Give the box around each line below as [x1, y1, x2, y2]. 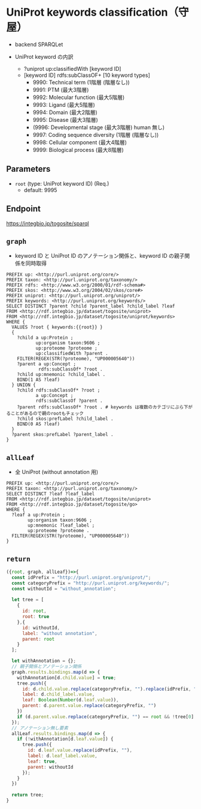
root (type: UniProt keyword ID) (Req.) [14, 180, 109, 187]
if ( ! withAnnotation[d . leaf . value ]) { [17, 736, 114, 742]
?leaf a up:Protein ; [11, 512, 66, 518]
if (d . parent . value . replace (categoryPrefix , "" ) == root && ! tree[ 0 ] [17, 714, 194, 720]
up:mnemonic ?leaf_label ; [28, 523, 95, 529]
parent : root [22, 636, 55, 642]
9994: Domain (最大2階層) [32, 109, 98, 116]
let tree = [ [11, 597, 44, 603]
